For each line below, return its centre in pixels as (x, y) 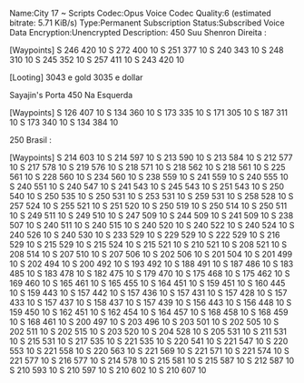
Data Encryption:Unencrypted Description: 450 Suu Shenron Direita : (138, 32)
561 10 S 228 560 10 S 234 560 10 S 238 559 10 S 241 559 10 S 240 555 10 (149, 177)
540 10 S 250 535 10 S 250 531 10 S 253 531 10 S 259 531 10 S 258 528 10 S (152, 196)
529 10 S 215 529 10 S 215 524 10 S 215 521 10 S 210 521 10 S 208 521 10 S (148, 244)
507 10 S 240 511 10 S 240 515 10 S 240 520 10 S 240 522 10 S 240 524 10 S (152, 225)
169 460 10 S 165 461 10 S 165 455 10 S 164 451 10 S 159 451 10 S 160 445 (147, 283)
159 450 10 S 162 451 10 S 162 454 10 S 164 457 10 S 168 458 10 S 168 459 (149, 312)
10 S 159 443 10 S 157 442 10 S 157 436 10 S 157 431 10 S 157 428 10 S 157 (148, 293)
